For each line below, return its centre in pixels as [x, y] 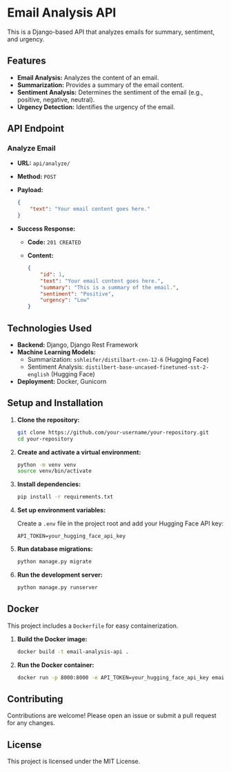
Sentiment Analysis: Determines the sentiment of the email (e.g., [110, 92]
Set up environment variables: [61, 510]
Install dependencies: [49, 484]
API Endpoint [36, 129]
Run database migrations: [55, 549]
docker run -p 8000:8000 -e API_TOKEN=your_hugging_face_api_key [113, 677]
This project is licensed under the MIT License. [74, 762]
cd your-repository [45, 439]
